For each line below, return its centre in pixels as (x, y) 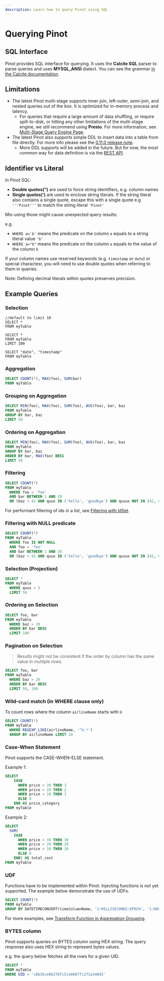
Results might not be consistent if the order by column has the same (86, 656)
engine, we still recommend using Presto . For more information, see (88, 127)
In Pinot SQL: (18, 180)
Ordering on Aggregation (35, 432)
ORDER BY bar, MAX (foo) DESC (35, 456)
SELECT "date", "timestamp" (34, 352)
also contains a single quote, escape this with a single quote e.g (76, 200)
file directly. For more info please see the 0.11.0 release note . (73, 143)
